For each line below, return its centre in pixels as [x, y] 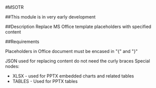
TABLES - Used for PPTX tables [45, 81]
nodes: [12, 66]
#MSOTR [14, 7]
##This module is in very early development [50, 17]
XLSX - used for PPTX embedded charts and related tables [73, 76]
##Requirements [22, 41]
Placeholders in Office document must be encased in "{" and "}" [71, 51]
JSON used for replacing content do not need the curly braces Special [77, 61]
